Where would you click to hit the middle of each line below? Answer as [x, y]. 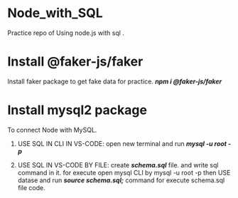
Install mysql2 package [77, 110]
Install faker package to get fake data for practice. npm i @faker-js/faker [115, 81]
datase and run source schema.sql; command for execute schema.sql [121, 180]
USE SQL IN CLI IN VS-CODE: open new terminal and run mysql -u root [122, 143]
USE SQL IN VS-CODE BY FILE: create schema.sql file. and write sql [118, 165]
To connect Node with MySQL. [52, 130]
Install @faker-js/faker [75, 62]
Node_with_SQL [55, 13]
